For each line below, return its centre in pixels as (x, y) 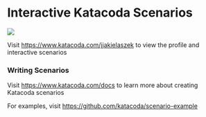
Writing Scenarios (38, 70)
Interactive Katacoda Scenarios (100, 13)
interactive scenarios (37, 52)
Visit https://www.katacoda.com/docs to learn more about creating (103, 85)
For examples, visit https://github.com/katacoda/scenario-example (102, 106)
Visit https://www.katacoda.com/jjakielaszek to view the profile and (103, 45)
